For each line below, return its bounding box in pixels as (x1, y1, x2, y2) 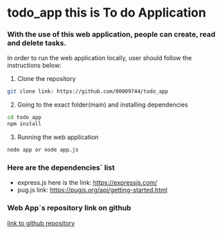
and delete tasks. (7, 38, 67, 48)
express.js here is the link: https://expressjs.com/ (17, 179, 158, 187)
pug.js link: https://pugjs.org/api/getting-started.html (17, 186, 168, 195)
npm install (7, 120, 41, 127)
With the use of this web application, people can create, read (7, 30, 216, 39)
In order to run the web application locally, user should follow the (7, 54, 192, 62)
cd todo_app (7, 114, 41, 121)
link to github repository (7, 219, 75, 227)
